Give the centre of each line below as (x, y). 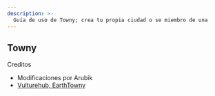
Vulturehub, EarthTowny (51, 85)
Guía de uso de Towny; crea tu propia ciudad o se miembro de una (111, 20)
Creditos (19, 65)
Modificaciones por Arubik (55, 78)
